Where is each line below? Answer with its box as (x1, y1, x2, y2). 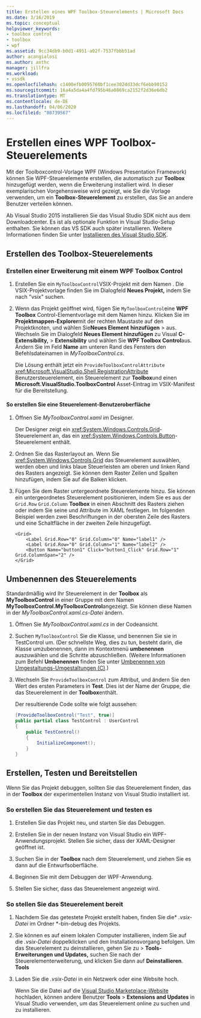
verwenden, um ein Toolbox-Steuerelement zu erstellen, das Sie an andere (6, 194, 193, 201)
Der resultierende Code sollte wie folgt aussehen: (14, 701, 138, 708)
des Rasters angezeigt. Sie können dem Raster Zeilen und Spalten (14, 469, 178, 476)
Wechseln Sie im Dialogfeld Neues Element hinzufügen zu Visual (14, 331, 178, 337)
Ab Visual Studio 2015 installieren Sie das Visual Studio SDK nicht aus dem (6, 212, 191, 219)
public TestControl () (26, 729, 80, 735)
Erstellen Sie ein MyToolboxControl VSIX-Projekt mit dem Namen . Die (14, 281, 184, 287)
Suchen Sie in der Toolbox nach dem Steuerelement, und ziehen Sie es (14, 855, 191, 863)
